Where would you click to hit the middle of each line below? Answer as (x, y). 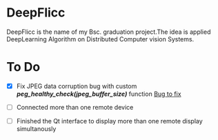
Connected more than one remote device (75, 107)
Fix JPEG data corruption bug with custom (77, 86)
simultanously (36, 129)
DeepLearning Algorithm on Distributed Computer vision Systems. (100, 39)
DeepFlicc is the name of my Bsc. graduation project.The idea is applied (109, 32)
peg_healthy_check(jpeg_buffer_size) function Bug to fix (99, 94)
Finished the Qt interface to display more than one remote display (109, 121)
